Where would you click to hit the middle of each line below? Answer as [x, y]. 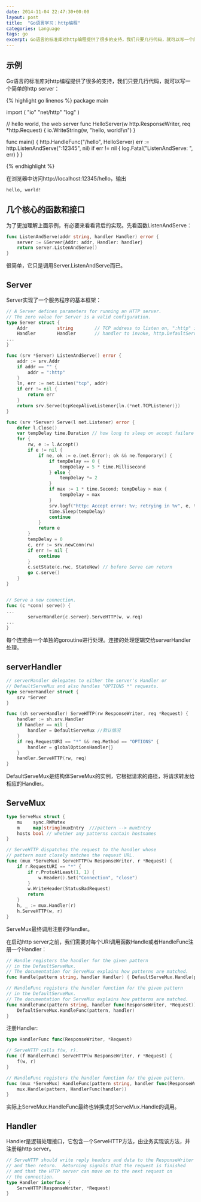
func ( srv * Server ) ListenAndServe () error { [64, 356]
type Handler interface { [38, 1182]
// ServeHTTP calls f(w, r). [42, 1050]
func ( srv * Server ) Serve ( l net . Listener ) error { [71, 422]
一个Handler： [29, 949]
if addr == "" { [37, 366]
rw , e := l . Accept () [53, 444]
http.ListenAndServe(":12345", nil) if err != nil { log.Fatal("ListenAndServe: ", [100, 148]
